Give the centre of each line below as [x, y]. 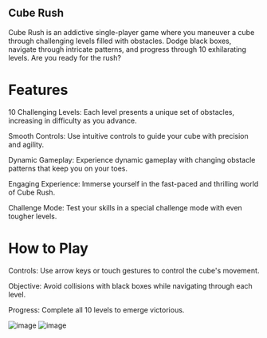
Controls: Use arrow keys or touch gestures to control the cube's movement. [134, 270]
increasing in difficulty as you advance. [73, 120]
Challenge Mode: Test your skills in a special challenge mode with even [126, 207]
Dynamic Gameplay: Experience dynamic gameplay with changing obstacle [132, 159]
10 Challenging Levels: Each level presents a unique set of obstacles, [122, 112]
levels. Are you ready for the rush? [65, 57]
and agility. [26, 144]
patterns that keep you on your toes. [68, 168]
